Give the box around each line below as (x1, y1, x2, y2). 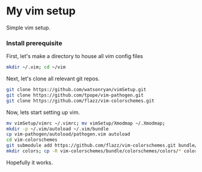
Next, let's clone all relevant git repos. (6, 75, 100, 82)
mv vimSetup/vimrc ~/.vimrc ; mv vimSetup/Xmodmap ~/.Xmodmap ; (6, 120, 165, 126)
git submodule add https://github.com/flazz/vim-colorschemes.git (6, 143, 176, 149)
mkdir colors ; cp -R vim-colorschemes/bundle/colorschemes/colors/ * (6, 148, 182, 154)
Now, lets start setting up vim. (6, 108, 80, 116)
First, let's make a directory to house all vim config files (6, 53, 143, 60)
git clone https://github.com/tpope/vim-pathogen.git (6, 92, 144, 98)
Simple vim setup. (6, 24, 51, 31)
